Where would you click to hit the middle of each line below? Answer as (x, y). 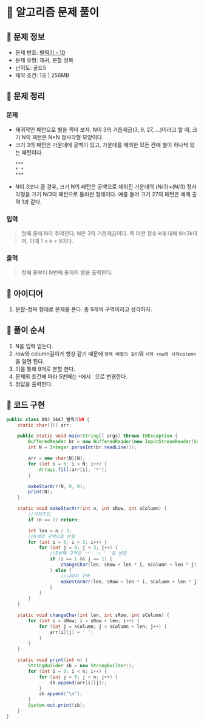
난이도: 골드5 (31, 68)
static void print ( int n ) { (53, 660)
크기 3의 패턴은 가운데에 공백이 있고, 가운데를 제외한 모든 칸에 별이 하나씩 (102, 145)
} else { (60, 570)
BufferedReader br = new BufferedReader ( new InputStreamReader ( (111, 442)
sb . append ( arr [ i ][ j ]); (78, 682)
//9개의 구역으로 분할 (52, 536)
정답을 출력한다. (34, 384)
